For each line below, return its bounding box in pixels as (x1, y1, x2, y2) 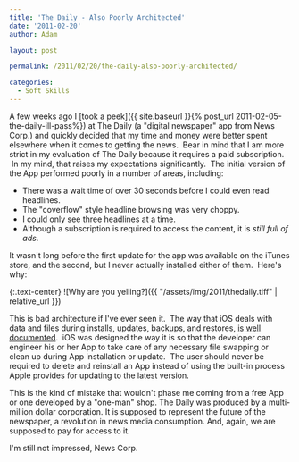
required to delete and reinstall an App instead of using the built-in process (9, 360, 286, 371)
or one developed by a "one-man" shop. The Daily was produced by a (9, 397, 267, 407)
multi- (268, 397, 291, 407)
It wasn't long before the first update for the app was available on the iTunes (9, 249, 290, 260)
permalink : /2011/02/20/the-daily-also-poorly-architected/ (9, 62, 238, 71)
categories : (9, 78, 54, 88)
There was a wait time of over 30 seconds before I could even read (21, 185, 270, 196)
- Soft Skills (17, 87, 70, 96)
